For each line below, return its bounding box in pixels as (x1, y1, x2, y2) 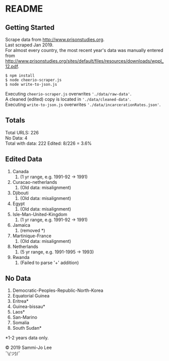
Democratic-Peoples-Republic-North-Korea (12, 287, 104, 293)
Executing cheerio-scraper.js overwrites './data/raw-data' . (5, 91, 132, 96)
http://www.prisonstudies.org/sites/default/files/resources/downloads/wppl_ (5, 58, 164, 64)
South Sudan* (12, 325, 42, 331)
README (5, 3, 43, 15)
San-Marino (12, 314, 38, 321)
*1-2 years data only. (5, 335, 49, 341)
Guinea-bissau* (12, 303, 45, 310)
